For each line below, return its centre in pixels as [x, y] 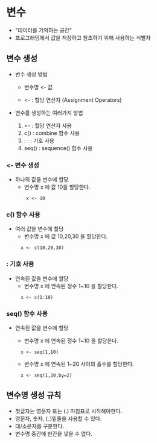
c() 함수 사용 [23, 215]
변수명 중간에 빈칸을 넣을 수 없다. [53, 433]
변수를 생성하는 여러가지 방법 [49, 113]
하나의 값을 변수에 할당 [42, 180]
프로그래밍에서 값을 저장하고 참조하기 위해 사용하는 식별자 [83, 37]
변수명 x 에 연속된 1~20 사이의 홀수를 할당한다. [79, 364]
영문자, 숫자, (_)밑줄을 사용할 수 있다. [58, 418]
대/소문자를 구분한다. [40, 426]
